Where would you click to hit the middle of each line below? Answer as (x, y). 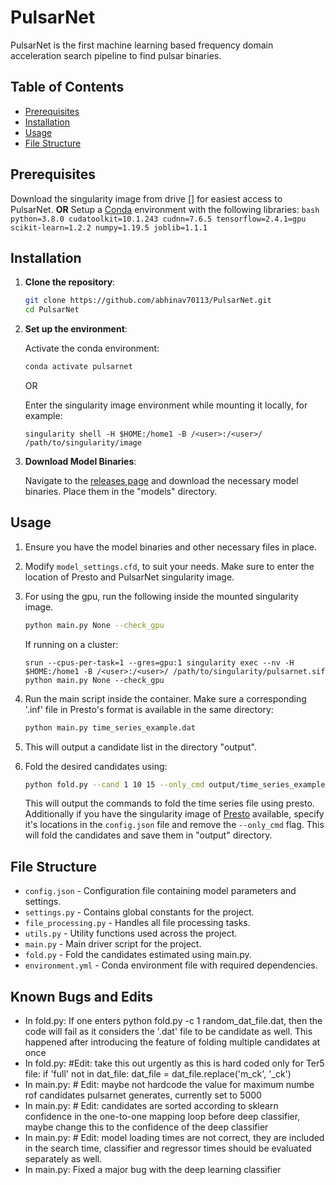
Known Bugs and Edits (82, 996)
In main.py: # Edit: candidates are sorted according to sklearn (151, 1106)
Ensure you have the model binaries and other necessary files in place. (171, 547)
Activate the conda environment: (92, 348)
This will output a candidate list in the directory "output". (140, 747)
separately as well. (63, 1159)
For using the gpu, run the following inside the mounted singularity (161, 596)
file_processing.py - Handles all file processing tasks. (137, 923)
